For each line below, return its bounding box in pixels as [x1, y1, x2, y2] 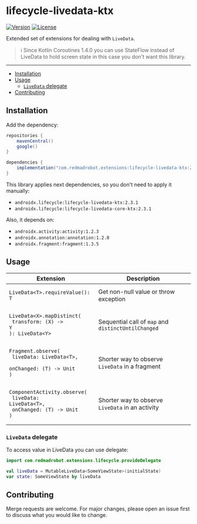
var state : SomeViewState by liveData [6, 474, 101, 479]
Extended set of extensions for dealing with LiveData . [6, 35, 135, 42]
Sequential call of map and [98, 318, 169, 326]
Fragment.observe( [9, 348, 60, 354]
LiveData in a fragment [98, 362, 161, 370]
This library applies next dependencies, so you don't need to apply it [6, 181, 172, 188]
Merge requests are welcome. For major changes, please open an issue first [6, 505, 190, 512]
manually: [6, 187, 30, 194]
